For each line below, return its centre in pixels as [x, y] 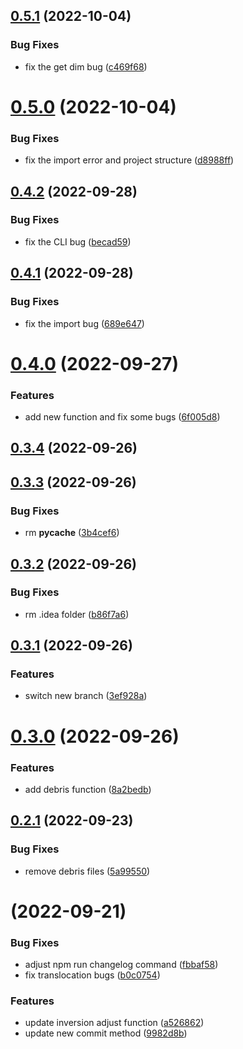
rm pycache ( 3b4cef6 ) [72, 533]
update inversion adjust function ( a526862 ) [114, 1023]
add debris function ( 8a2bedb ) [88, 789]
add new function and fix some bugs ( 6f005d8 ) [122, 417]
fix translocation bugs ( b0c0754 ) [92, 975]
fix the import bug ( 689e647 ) [84, 323]
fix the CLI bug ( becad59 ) [78, 241]
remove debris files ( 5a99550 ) [87, 871]
